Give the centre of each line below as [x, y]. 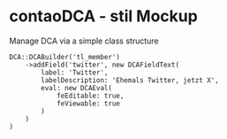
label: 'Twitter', [75, 73]
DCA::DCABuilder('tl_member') [65, 57]
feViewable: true [88, 104]
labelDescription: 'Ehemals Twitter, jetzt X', [130, 80]
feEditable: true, [90, 96]
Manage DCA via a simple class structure [84, 41]
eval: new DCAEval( [77, 88]
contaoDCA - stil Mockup [104, 16]
